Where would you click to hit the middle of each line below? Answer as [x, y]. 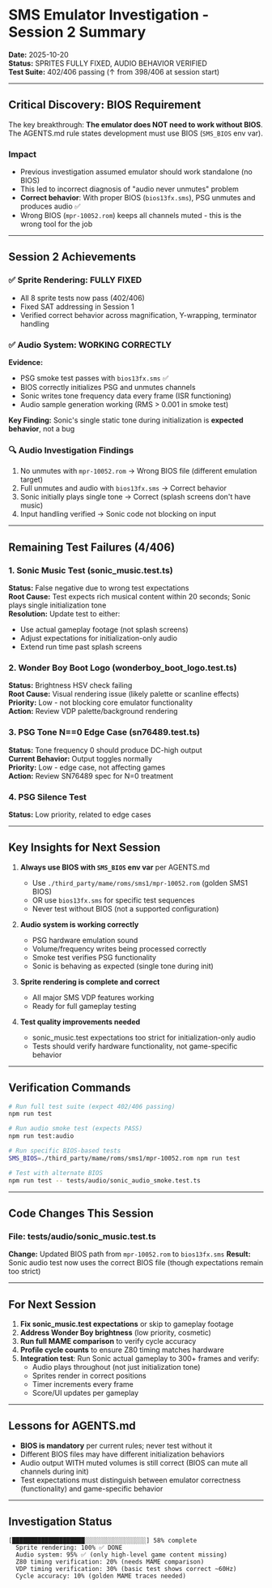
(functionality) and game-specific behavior [91, 1488]
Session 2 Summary [77, 32]
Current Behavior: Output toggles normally [80, 758]
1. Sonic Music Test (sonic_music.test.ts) [91, 570]
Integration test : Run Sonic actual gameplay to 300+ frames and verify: [140, 1358]
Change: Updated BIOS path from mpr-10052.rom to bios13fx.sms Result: [130, 1254]
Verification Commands [70, 1088]
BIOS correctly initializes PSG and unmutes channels [108, 388]
